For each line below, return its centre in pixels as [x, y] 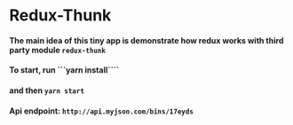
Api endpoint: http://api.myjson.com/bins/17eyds [101, 111]
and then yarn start [47, 90]
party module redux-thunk [58, 50]
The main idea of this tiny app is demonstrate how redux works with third [146, 40]
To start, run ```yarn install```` [64, 70]
